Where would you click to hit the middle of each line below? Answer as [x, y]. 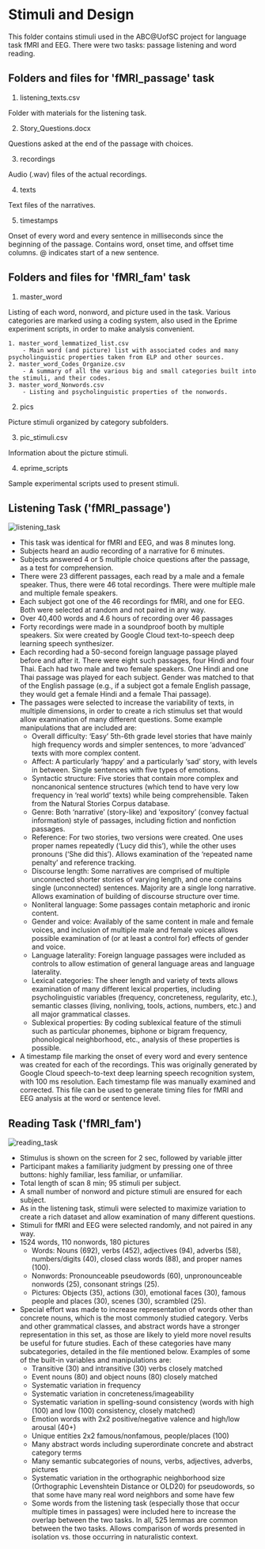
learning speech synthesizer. [67, 644]
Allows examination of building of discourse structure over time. [135, 897]
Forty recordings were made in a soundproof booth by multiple [122, 627]
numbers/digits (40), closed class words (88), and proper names [137, 1259]
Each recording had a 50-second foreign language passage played [129, 652]
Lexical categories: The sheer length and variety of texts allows [135, 981]
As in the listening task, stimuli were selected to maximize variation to [133, 1209]
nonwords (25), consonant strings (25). [95, 1284]
